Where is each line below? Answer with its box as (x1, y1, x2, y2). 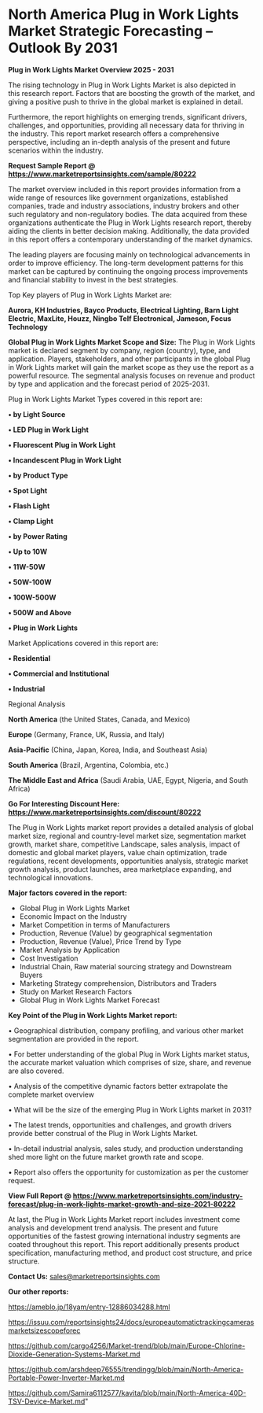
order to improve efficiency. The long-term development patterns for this (8, 258, 243, 267)
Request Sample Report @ (8, 160, 96, 170)
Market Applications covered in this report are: (8, 638, 159, 647)
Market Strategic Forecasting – (8, 22, 214, 40)
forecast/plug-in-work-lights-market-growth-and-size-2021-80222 (8, 1199, 236, 1208)
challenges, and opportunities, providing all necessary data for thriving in (8, 120, 245, 130)
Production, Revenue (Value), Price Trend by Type (19, 936, 182, 946)
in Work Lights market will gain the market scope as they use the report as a (8, 362, 254, 371)
